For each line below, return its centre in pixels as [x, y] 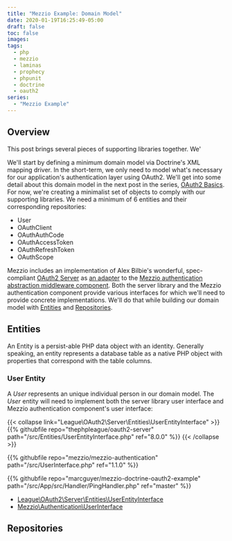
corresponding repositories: [47, 206]
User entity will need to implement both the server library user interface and [115, 401]
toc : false [23, 33]
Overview [29, 132]
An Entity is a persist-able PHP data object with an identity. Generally [106, 346]
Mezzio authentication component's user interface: [80, 408]
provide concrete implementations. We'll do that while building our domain [113, 300]
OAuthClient [34, 227]
